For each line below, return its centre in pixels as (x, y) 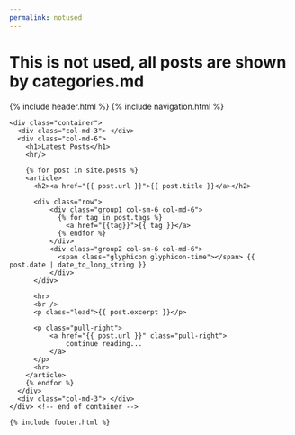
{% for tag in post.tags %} (110, 217)
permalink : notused (46, 18)
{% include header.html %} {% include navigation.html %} (117, 106)
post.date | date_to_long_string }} (78, 265)
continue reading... (104, 343)
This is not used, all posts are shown (148, 62)
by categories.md (77, 81)
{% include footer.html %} (60, 422)
